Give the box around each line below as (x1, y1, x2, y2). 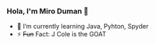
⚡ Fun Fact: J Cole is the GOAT (16, 30, 107, 38)
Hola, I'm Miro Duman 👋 (6, 6, 89, 16)
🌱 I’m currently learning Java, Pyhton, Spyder (16, 22, 149, 31)
